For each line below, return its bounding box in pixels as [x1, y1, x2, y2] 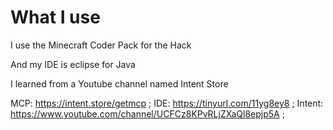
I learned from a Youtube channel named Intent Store [10, 77, 229, 90]
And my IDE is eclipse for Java [10, 58, 136, 70]
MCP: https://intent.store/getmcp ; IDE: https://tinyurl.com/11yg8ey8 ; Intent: [10, 97, 324, 109]
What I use [10, 6, 101, 29]
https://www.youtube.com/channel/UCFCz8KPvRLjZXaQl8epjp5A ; [10, 107, 285, 120]
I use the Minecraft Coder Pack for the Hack [10, 39, 192, 51]
